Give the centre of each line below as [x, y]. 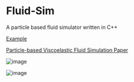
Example [17, 38]
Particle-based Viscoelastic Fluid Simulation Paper [67, 50]
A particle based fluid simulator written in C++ [62, 27]
